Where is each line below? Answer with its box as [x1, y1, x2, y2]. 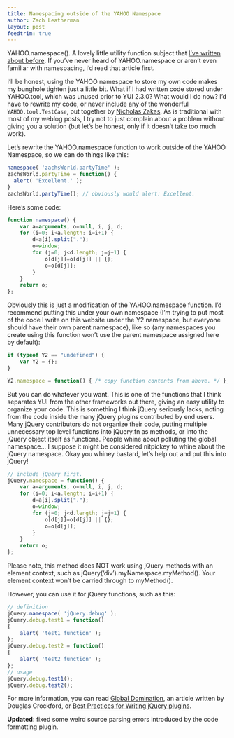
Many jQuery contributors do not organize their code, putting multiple [7, 420, 207, 428]
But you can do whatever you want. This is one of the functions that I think [7, 390, 221, 398]
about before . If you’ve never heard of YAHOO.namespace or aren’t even [7, 57, 217, 65]
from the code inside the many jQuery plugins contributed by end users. [7, 412, 215, 421]
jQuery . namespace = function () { [7, 477, 105, 484]
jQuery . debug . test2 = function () [7, 643, 105, 650]
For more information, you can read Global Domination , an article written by [7, 695, 225, 703]
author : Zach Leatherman [7, 17, 80, 24]
